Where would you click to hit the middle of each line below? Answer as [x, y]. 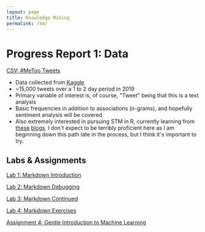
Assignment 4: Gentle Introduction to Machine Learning [76, 223]
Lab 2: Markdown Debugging [43, 187]
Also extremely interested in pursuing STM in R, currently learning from [105, 122]
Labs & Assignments [47, 160]
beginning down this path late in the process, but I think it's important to [106, 135]
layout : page [23, 12]
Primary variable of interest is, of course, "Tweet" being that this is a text [107, 95]
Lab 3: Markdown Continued [42, 199]
